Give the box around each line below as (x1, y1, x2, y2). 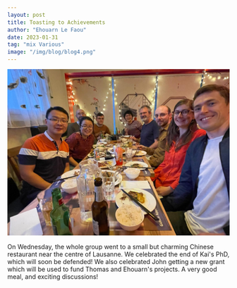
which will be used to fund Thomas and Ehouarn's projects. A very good (7, 265, 217, 273)
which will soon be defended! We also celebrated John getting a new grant (7, 258, 225, 265)
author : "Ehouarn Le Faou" (7, 26, 87, 33)
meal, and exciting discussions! (7, 273, 99, 281)
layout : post (7, 11, 46, 18)
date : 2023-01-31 (7, 34, 59, 41)
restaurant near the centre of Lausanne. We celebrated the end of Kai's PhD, (7, 250, 230, 258)
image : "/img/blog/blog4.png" (7, 49, 97, 56)
